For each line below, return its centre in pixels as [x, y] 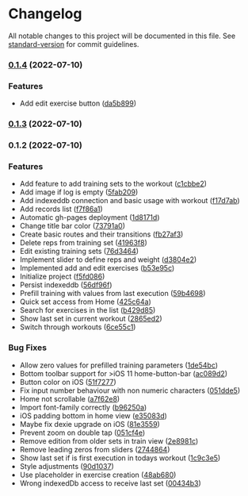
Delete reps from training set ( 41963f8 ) [84, 243]
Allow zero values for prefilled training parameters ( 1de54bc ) [119, 365]
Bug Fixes [28, 348]
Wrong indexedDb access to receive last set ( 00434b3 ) [111, 483]
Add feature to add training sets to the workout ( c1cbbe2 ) [113, 184]
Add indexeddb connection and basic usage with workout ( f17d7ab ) [130, 201]
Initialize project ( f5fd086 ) [62, 277]
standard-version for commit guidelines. [74, 44]
